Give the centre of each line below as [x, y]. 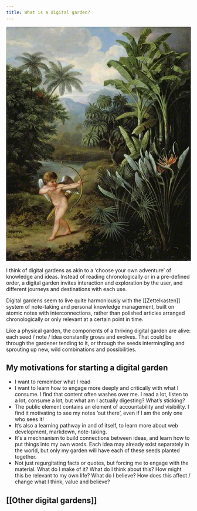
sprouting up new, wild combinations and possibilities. [71, 349]
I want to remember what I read [52, 382]
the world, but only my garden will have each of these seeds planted [97, 450]
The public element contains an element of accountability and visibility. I [102, 407]
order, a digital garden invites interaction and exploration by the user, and [94, 283]
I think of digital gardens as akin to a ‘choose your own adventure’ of [89, 270]
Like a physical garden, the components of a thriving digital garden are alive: [98, 330]
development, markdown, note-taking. [61, 432]
